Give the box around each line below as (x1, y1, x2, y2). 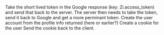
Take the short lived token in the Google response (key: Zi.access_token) (5, 4, 155, 10)
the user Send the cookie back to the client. (5, 25, 95, 31)
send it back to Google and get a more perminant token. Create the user (5, 15, 153, 20)
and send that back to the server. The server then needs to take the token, (5, 9, 158, 15)
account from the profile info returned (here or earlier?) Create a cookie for (5, 20, 159, 26)
